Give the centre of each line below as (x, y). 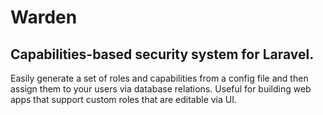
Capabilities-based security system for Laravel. (162, 54)
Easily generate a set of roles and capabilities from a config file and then (159, 78)
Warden (44, 17)
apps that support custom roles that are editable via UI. (124, 99)
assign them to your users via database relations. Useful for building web (161, 89)
